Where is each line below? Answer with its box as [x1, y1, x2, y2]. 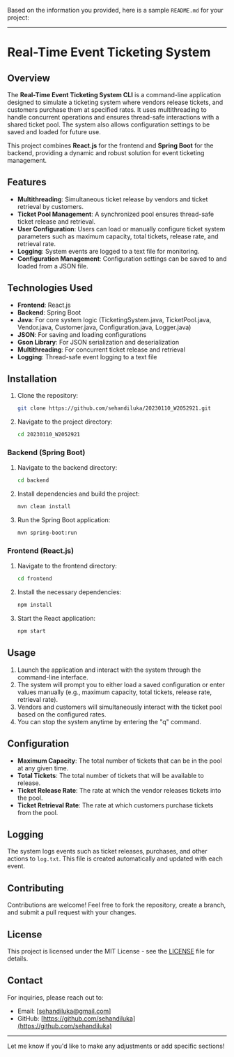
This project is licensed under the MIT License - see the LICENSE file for [7, 947, 214, 956]
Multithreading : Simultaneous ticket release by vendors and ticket [17, 195, 208, 203]
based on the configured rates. [17, 710, 107, 719]
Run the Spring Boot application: [17, 516, 111, 524]
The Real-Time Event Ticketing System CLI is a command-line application [7, 91, 221, 99]
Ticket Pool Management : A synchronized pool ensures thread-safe [17, 210, 214, 218]
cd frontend [17, 575, 52, 582]
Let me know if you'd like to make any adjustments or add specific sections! [7, 1042, 225, 1050]
